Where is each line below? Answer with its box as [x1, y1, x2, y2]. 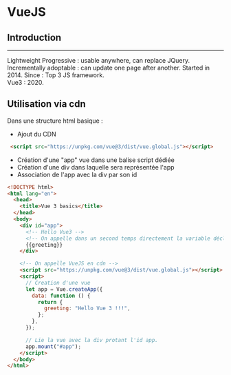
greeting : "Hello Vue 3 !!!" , [43, 305, 131, 312]
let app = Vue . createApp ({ [25, 285, 103, 293]
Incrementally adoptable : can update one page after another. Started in [7, 63, 210, 72]
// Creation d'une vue [25, 279, 91, 286]
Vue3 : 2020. [7, 79, 45, 86]
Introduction [7, 32, 62, 43]
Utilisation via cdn [7, 98, 86, 110]
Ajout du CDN [16, 130, 56, 138]
